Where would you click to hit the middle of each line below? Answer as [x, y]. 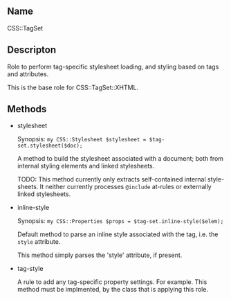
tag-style [30, 269]
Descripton [32, 50]
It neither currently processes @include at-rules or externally [126, 187]
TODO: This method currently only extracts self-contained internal [111, 179]
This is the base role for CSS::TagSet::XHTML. [73, 87]
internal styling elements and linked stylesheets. [86, 166]
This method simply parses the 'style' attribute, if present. [100, 255]
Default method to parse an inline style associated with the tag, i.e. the [118, 234]
